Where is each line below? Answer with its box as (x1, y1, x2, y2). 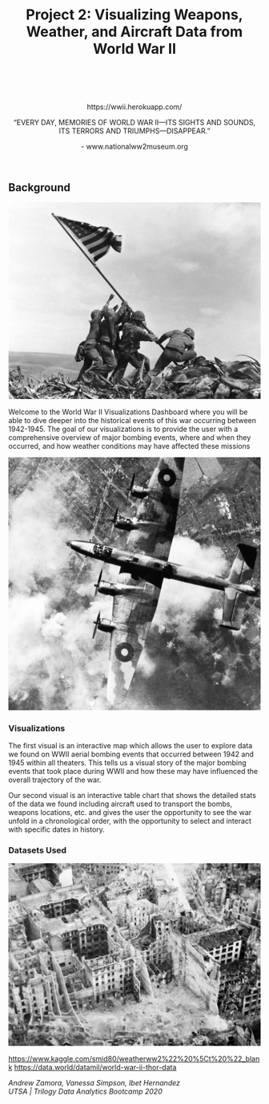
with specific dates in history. (8, 825, 106, 834)
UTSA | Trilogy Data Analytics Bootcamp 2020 (8, 1086, 163, 1096)
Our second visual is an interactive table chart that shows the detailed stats (8, 791, 256, 801)
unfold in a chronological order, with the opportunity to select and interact (8, 817, 252, 826)
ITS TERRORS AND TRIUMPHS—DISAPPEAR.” (58, 126, 211, 136)
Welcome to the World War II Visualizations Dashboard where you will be (8, 407, 248, 417)
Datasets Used (8, 845, 66, 856)
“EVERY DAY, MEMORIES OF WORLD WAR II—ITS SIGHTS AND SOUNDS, (13, 118, 256, 128)
